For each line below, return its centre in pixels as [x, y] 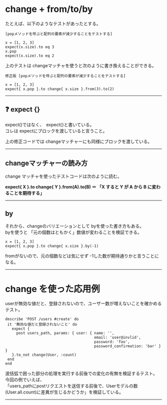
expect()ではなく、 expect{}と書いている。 [50, 124]
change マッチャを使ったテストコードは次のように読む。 [63, 176]
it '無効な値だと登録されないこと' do [42, 324]
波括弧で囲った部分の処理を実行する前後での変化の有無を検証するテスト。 [81, 374]
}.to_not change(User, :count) [44, 355]
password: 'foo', [112, 342]
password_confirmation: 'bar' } [128, 346]
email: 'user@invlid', [118, 338]
